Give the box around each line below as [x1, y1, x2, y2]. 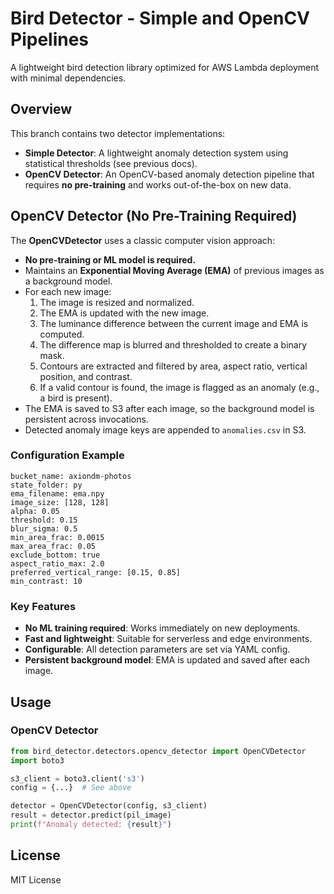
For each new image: [24, 285, 112, 297]
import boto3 [10, 755, 65, 766]
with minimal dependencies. [10, 72, 127, 84]
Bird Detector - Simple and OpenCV [10, 7, 311, 30]
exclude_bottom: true [10, 550, 101, 560]
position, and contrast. [39, 370, 133, 382]
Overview [10, 101, 73, 118]
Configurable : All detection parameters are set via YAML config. [24, 643, 291, 656]
